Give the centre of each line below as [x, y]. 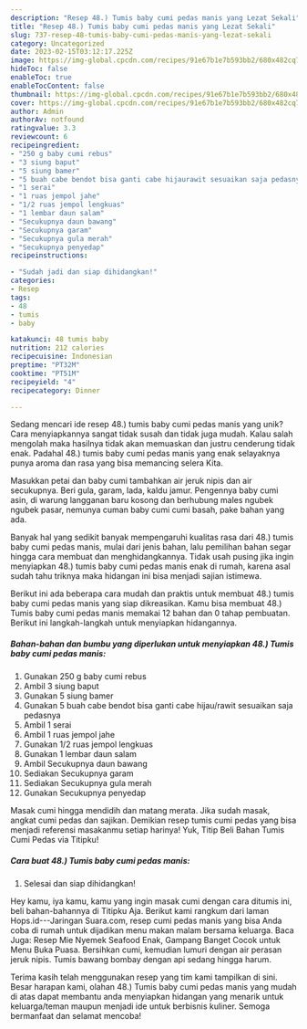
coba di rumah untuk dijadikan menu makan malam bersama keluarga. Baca [152, 930]
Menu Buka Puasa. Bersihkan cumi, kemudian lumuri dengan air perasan [146, 950]
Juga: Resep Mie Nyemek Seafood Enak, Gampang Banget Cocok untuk [145, 940]
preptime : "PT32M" [45, 365]
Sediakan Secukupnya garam [78, 773]
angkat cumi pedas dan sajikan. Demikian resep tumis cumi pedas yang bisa [153, 820]
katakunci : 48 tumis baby [59, 340]
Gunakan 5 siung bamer [68, 696]
